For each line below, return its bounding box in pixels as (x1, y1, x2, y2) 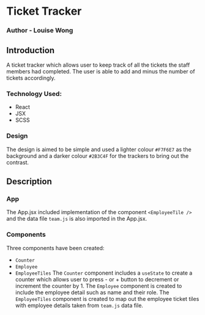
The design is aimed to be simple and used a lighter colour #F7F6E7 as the (6, 146, 192, 153)
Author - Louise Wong (6, 26, 73, 35)
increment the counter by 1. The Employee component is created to (15, 282, 182, 289)
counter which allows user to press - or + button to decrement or (15, 275, 179, 283)
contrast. (6, 158, 29, 166)
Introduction (6, 45, 55, 56)
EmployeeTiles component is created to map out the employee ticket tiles (15, 295, 199, 302)
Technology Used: (6, 89, 62, 98)
